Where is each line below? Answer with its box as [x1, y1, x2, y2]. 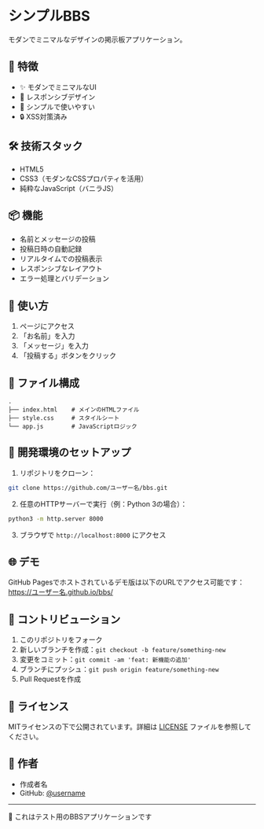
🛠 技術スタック [8, 139, 83, 153]
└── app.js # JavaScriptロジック [8, 422, 137, 430]
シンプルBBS [8, 7, 90, 25]
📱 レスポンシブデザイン [19, 92, 96, 101]
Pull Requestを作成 [19, 674, 81, 684]
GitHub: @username [19, 788, 86, 798]
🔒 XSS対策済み [19, 112, 68, 121]
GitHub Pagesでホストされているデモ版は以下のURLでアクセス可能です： [8, 577, 245, 587]
